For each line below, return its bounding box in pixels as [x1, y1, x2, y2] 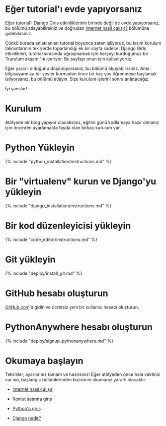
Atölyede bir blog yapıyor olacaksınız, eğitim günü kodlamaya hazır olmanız [5, 119, 159, 125]
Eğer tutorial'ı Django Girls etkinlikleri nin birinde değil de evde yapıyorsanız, [5, 20, 160, 26]
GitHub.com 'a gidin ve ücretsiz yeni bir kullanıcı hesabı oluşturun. [5, 304, 139, 310]
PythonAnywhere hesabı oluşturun [5, 321, 153, 333]
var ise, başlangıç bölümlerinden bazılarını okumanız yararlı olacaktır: [5, 377, 147, 383]
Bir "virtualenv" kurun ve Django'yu [5, 176, 157, 187]
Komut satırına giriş [12, 396, 52, 402]
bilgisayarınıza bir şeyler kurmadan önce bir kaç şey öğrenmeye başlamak [5, 70, 157, 76]
